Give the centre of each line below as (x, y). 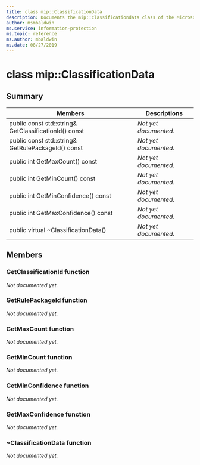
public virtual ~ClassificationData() (58, 230)
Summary (25, 96)
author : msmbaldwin (30, 23)
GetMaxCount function (40, 329)
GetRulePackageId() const (46, 148)
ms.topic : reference (32, 34)
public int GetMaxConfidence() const (61, 213)
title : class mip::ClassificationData (54, 12)
